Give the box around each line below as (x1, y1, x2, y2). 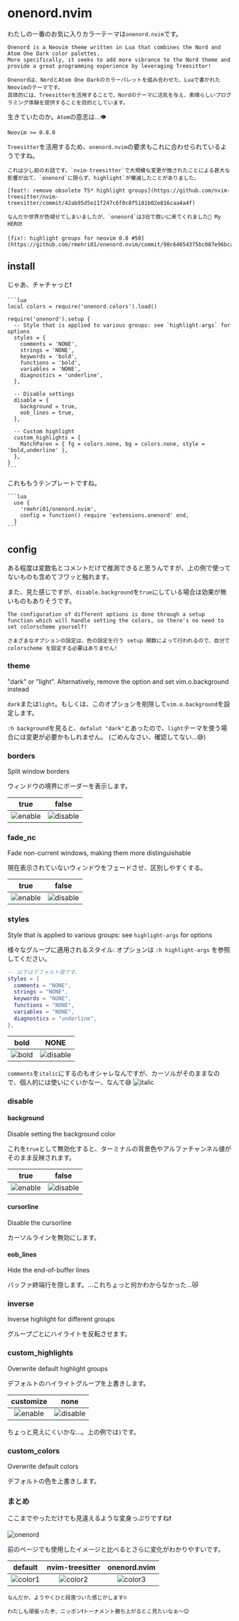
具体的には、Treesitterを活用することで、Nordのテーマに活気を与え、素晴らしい (7, 91, 216, 99)
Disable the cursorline (7, 1218, 72, 1227)
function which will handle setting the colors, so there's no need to (7, 617, 224, 624)
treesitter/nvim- (7, 193, 59, 201)
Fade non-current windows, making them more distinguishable (7, 849, 191, 857)
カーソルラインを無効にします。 (7, 1233, 101, 1241)
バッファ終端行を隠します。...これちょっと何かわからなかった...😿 (7, 1281, 199, 1289)
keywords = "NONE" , (14, 995, 72, 1002)
